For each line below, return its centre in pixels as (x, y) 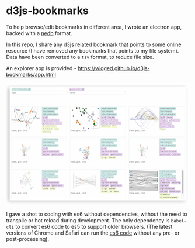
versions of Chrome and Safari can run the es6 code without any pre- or (93, 233)
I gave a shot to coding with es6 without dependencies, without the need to (97, 214)
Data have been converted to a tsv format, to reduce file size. (80, 57)
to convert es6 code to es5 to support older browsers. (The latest (94, 227)
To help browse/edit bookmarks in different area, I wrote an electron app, (94, 27)
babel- (179, 221)
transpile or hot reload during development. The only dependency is (88, 221)
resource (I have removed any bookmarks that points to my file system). (93, 50)
